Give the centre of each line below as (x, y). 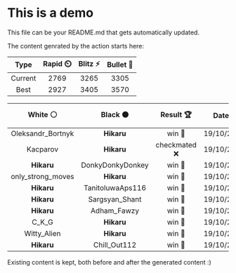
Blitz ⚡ (89, 63)
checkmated (176, 145)
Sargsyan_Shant (115, 199)
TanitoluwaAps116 (114, 187)
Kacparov (42, 149)
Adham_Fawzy (114, 211)
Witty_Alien (42, 233)
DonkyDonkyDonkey (114, 165)
